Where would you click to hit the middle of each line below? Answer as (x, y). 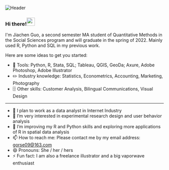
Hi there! (16, 24)
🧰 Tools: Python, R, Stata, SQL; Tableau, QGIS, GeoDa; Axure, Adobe (83, 65)
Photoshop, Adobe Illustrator (42, 70)
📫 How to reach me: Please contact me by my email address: (76, 138)
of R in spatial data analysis (41, 132)
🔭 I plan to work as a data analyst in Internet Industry (67, 111)
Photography (26, 83)
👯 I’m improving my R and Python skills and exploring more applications (87, 127)
